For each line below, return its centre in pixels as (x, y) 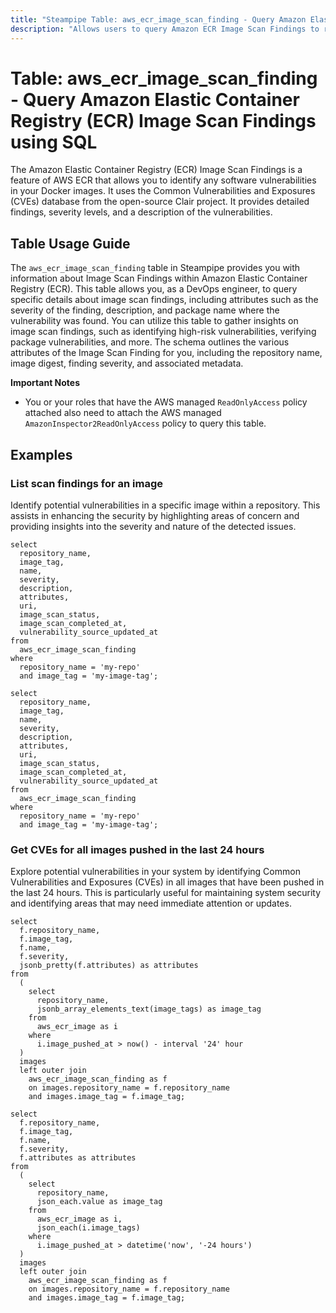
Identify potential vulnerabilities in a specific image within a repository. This (165, 505)
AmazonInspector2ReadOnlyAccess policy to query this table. (145, 423)
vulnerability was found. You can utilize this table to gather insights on (154, 321)
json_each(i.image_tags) (88, 1228)
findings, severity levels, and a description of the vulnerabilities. (141, 212)
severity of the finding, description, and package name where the (145, 310)
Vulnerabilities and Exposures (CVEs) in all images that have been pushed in (167, 882)
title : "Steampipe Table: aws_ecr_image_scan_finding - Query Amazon (158, 19)
